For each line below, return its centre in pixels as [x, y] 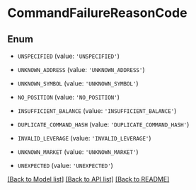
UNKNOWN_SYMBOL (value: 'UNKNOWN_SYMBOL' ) [78, 83]
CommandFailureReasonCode [97, 13]
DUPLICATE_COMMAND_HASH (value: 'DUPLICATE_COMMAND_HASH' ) [103, 124]
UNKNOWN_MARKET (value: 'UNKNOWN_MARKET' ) [78, 152]
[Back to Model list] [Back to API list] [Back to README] [88, 179]
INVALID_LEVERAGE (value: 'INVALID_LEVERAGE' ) [84, 138]
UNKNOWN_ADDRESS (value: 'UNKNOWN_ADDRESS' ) [81, 70]
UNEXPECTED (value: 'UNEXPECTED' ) [65, 165]
